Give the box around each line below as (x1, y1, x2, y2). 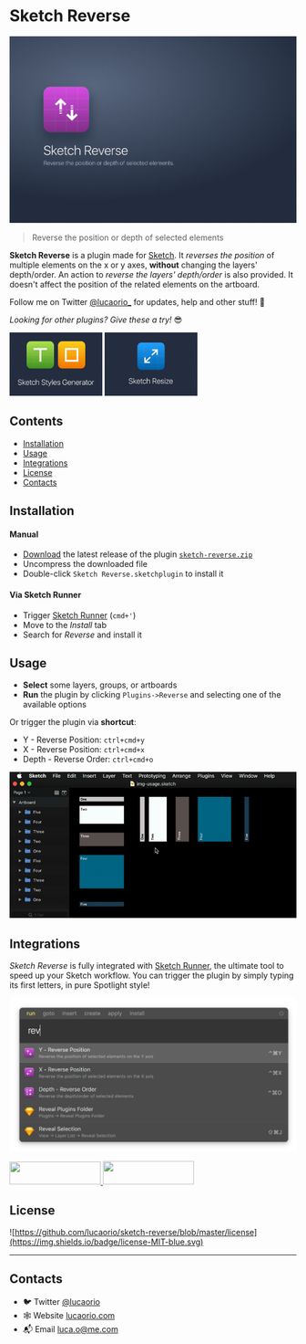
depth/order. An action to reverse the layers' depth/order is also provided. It (9, 269, 294, 280)
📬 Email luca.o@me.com (22, 1323, 118, 1334)
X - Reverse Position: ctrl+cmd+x (22, 744, 146, 755)
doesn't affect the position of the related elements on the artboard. (9, 279, 260, 290)
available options (22, 699, 87, 710)
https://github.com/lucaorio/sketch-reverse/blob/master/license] (15, 1227, 258, 1238)
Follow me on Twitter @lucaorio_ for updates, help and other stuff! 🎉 (9, 297, 266, 308)
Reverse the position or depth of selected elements (31, 232, 224, 243)
